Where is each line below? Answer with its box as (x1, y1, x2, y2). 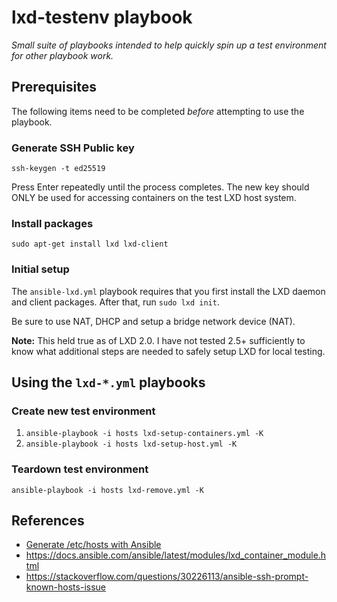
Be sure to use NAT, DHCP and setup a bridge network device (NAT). (11, 315, 296, 327)
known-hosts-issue (25, 581, 107, 593)
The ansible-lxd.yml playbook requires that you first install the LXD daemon (11, 285, 326, 297)
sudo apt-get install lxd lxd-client (11, 239, 169, 250)
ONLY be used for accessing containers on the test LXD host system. (11, 192, 297, 204)
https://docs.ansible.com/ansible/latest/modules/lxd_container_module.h (25, 549, 327, 561)
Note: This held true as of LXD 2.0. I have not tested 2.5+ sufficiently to (11, 334, 306, 346)
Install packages (11, 216, 94, 230)
